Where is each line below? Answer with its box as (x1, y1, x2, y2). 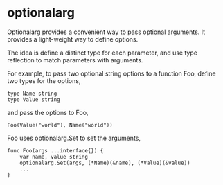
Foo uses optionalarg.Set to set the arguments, (7, 134, 141, 142)
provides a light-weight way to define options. (7, 35, 139, 43)
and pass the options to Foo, (7, 108, 89, 116)
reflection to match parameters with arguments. (7, 55, 143, 64)
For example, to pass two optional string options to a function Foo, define (7, 69, 216, 78)
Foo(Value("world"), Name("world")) (7, 121, 113, 129)
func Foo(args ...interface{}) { (7, 147, 104, 154)
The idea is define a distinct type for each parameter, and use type (7, 49, 197, 57)
